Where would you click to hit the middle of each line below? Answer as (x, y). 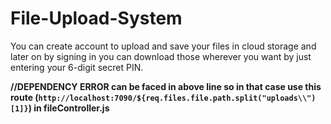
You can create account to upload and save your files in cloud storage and (163, 46)
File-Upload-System (96, 18)
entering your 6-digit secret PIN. (77, 67)
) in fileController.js (69, 108)
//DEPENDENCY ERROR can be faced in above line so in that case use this (166, 86)
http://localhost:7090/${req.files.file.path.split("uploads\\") (177, 98)
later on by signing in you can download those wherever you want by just (161, 56)
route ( (24, 97)
